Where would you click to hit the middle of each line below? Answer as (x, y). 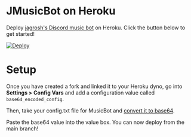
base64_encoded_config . (35, 99)
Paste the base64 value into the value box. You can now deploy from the (95, 122)
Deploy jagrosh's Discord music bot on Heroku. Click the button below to (96, 28)
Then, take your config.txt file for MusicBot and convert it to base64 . (90, 110)
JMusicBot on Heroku (61, 11)
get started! (20, 34)
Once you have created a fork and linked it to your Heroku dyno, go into (94, 86)
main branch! (22, 128)
